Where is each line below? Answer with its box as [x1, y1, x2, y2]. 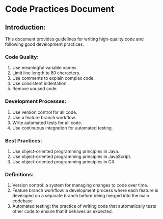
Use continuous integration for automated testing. [12, 125, 113, 131]
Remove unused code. [12, 86, 58, 92]
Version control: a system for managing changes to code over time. [12, 182, 149, 188]
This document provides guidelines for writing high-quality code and [5, 36, 144, 42]
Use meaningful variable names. [12, 65, 78, 71]
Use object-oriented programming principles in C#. [12, 158, 116, 164]
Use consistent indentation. [12, 80, 68, 87]
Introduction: [5, 23, 46, 31]
